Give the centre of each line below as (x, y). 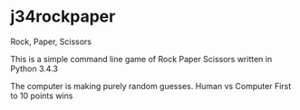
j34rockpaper (63, 17)
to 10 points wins (42, 96)
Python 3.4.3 (34, 69)
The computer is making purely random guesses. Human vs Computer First (151, 86)
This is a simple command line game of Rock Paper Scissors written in (141, 59)
